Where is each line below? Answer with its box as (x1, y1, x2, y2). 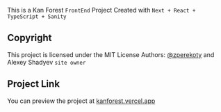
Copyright (7, 32, 52, 44)
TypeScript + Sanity (7, 13, 67, 20)
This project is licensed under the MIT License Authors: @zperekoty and (7, 50, 215, 58)
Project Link (7, 78, 60, 90)
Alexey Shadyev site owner (7, 58, 86, 66)
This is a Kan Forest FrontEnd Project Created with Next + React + (7, 6, 196, 14)
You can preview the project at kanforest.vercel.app (7, 97, 156, 105)
